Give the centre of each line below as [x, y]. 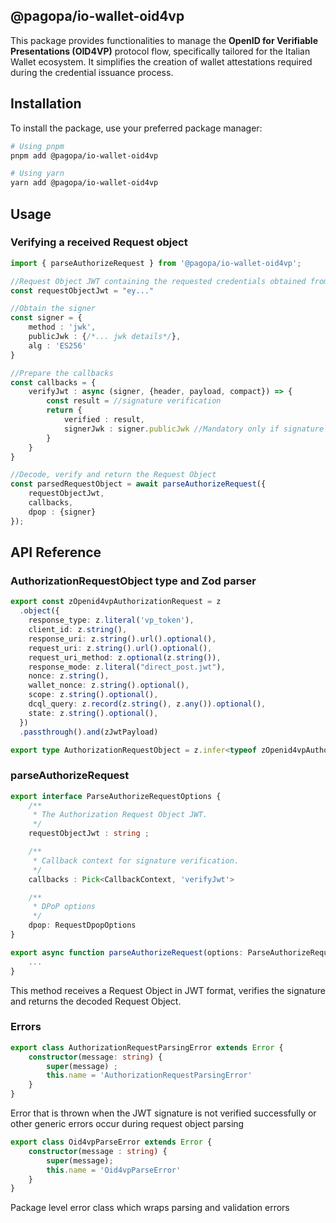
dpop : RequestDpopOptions [82, 925]
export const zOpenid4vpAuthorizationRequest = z [116, 602]
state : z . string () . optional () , [93, 713]
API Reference [56, 552]
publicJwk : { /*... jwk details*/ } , [105, 337]
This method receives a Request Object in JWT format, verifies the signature [168, 990]
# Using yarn [37, 174]
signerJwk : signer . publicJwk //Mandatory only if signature [194, 429]
